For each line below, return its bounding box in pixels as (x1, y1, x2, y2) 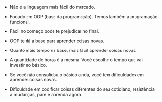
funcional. (9, 19, 30, 25)
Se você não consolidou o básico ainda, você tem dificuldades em (9, 72, 144, 77)
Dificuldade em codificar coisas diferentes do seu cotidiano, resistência (9, 86, 155, 92)
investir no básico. (9, 62, 47, 68)
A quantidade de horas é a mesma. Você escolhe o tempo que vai (9, 57, 143, 63)
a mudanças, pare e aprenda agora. (9, 92, 82, 97)
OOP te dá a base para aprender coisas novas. (9, 38, 105, 44)
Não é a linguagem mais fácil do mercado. (9, 4, 95, 10)
